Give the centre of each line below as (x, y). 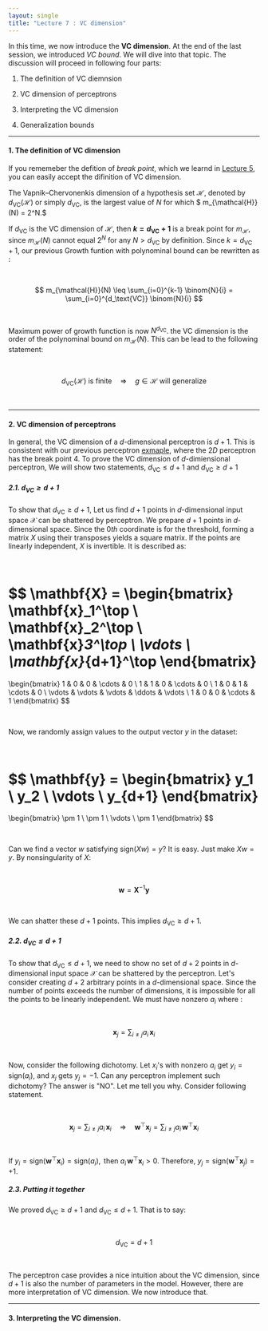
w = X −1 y (134, 889)
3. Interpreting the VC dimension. (65, 1317)
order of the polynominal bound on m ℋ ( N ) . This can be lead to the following (133, 340)
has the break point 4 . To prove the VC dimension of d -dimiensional (119, 459)
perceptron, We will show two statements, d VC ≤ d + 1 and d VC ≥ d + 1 (123, 468)
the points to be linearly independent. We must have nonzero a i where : (126, 1000)
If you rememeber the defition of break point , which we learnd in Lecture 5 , (132, 168)
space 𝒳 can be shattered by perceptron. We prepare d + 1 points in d (123, 520)
